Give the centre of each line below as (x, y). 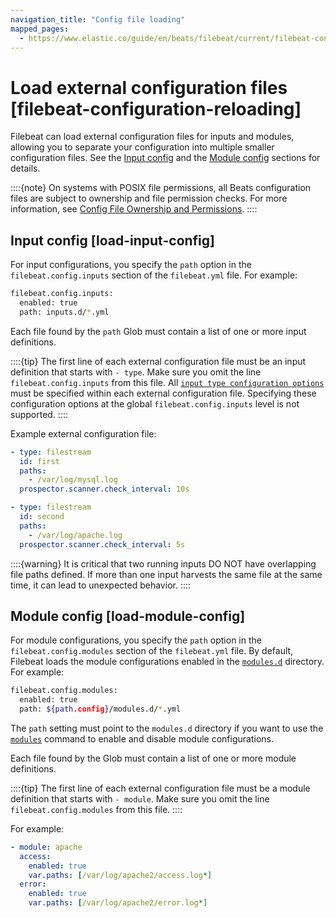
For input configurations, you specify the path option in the (131, 265)
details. (25, 168)
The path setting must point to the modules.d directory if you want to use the (167, 728)
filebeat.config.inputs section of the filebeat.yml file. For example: (154, 275)
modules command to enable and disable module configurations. (142, 738)
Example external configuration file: (83, 433)
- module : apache (46, 847)
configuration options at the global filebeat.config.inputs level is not (155, 403)
